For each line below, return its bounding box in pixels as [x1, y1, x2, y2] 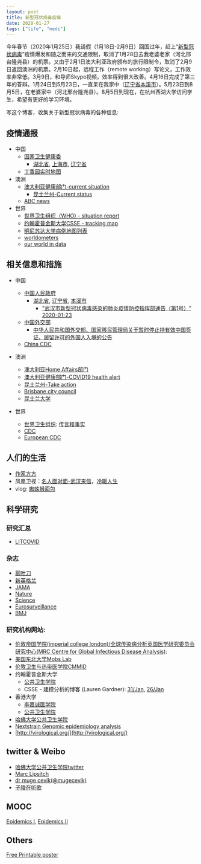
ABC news [23, 198, 50, 205]
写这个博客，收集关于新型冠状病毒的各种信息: [6, 109, 119, 116]
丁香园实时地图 [23, 168, 61, 175]
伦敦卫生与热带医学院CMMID [14, 663, 87, 670]
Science [14, 596, 36, 604]
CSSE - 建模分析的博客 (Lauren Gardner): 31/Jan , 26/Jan [23, 685, 164, 692]
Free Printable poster [6, 851, 58, 859]
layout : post [6, 8, 39, 15]
